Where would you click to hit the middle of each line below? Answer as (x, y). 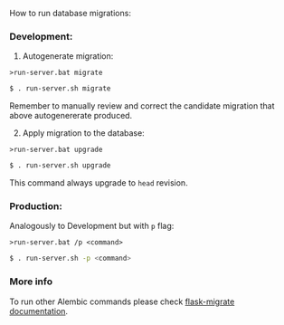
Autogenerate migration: (68, 56)
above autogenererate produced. (71, 116)
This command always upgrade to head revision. (99, 183)
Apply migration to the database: (83, 133)
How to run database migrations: (70, 13)
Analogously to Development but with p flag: (92, 226)
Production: (36, 206)
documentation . (39, 311)
